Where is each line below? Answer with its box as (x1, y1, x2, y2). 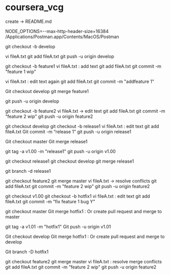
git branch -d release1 (5, 168, 51, 174)
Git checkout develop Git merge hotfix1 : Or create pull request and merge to (5, 233, 165, 239)
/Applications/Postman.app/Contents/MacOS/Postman (5, 34, 119, 40)
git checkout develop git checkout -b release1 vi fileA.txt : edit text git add (5, 123, 159, 129)
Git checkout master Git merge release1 (5, 138, 88, 144)
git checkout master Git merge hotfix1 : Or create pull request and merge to (5, 208, 162, 215)
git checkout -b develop (5, 43, 56, 49)
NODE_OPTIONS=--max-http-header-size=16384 (5, 28, 109, 34)
